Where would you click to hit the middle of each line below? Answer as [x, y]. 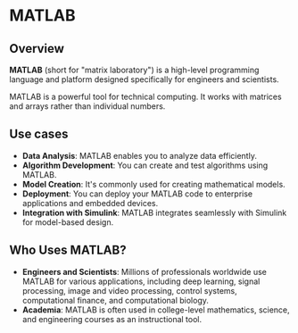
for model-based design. [68, 222]
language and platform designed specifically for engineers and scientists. [144, 79]
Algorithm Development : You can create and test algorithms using [145, 165]
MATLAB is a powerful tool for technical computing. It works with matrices [146, 96]
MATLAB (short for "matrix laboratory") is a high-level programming [134, 70]
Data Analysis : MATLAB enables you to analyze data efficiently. [139, 155]
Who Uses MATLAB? [68, 250]
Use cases [39, 134]
